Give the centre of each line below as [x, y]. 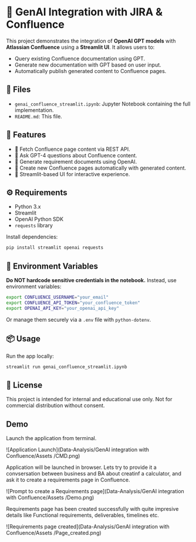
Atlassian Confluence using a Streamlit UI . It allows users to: [80, 47]
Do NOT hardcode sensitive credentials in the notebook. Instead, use [92, 280]
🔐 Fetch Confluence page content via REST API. [72, 149]
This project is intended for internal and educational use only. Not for [89, 399]
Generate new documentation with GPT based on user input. [88, 65]
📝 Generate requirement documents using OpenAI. [76, 161]
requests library [33, 226]
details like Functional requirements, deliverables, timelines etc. [83, 515]
